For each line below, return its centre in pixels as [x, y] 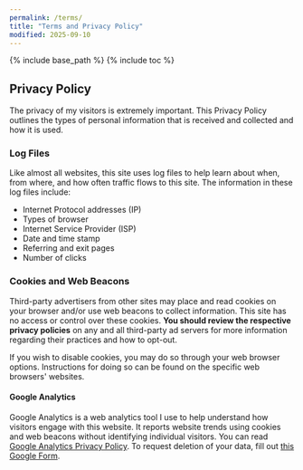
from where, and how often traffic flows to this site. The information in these [151, 183]
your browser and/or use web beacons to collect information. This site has [148, 311]
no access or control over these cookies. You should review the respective [150, 320]
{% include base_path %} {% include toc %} [92, 61]
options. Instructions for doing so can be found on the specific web [135, 367]
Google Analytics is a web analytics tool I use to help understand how [139, 417]
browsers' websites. [47, 376]
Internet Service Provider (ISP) [80, 229]
